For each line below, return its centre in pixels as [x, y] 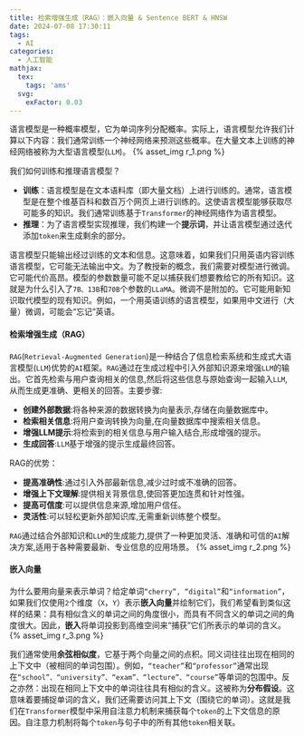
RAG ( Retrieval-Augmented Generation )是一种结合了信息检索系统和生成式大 [147, 356]
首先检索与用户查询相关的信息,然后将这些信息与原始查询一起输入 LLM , [160, 378]
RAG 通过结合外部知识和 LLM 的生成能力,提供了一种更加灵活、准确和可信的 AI [146, 535]
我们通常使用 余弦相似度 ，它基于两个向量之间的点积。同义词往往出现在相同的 [152, 653]
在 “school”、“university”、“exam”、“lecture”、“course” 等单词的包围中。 [146, 676]
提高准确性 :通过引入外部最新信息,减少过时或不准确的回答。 [132, 482]
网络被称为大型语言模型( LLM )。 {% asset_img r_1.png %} [121, 152]
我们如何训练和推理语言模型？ [65, 171]
